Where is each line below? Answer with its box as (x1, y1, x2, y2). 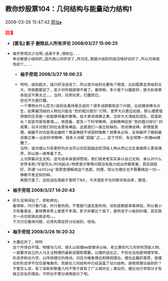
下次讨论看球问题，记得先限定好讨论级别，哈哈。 (12, 219, 99, 224)
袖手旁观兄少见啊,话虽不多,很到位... (12, 51, 80, 56)
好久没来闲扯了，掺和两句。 (12, 198, 62, 203)
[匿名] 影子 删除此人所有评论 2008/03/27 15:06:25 (12, 40, 118, 46)
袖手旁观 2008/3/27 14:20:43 (12, 187, 75, 193)
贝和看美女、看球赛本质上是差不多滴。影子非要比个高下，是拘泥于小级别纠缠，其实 (12, 208, 158, 213)
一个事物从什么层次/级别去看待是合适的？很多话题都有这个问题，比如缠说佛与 (20, 103, 157, 108)
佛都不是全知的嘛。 (20, 172, 54, 177)
